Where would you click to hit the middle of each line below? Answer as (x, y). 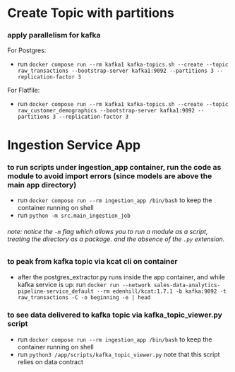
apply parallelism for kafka (54, 35)
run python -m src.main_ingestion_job (74, 215)
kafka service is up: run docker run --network (84, 284)
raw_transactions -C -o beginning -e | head (84, 297)
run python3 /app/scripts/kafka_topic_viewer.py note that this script (119, 354)
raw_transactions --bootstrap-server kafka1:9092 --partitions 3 (115, 71)
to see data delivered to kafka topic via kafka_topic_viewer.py (115, 315)
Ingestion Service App (74, 145)
